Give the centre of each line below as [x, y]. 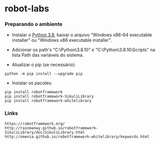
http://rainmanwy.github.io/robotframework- [51, 128]
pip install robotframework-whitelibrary [48, 101]
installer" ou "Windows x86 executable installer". [62, 40]
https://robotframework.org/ [35, 124]
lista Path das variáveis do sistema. [48, 55]
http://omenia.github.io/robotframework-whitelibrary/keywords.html [77, 137]
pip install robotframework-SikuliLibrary [49, 97]
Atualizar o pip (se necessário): [44, 65]
